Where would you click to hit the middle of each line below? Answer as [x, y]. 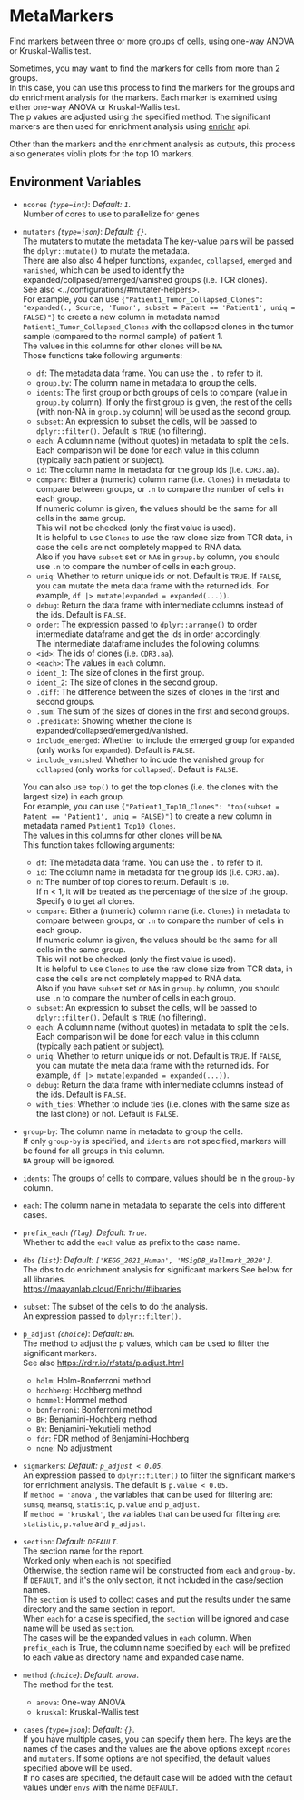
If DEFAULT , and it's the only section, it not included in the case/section [153, 1580]
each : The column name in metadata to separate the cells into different [154, 1205]
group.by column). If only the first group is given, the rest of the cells [164, 402]
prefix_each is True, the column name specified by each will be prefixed [157, 1647]
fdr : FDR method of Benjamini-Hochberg [113, 1438]
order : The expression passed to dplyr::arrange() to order [147, 624]
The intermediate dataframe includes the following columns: [148, 643]
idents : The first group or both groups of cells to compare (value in [162, 392]
